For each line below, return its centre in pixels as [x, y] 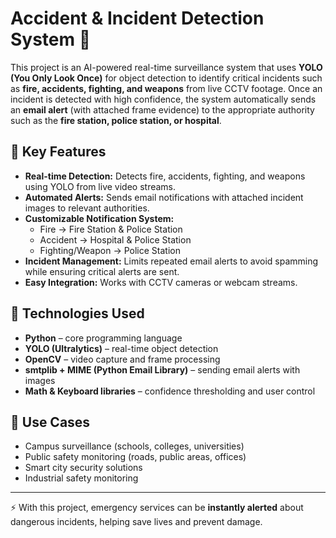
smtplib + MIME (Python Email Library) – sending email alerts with [162, 369]
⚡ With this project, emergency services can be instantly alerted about [157, 508]
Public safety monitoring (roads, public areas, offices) [135, 457]
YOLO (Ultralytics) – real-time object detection [121, 348]
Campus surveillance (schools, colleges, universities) [134, 446]
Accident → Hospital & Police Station [115, 239]
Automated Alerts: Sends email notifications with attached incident [164, 197]
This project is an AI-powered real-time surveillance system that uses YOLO [166, 67]
